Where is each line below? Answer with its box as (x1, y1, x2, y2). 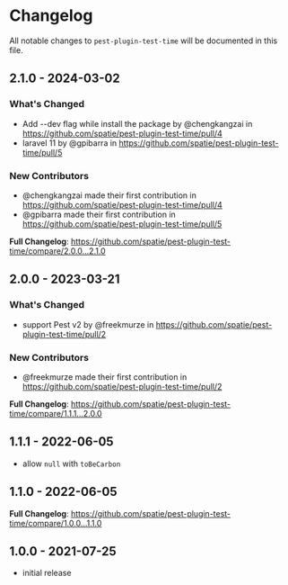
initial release (22, 568, 72, 579)
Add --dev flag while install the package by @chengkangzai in (22, 118, 253, 129)
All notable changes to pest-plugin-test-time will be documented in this (9, 35, 278, 46)
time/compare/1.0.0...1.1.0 (9, 517, 102, 528)
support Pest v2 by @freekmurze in (22, 319, 154, 329)
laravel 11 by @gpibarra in (22, 137, 118, 148)
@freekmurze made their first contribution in (22, 371, 188, 382)
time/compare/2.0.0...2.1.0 (9, 245, 106, 256)
